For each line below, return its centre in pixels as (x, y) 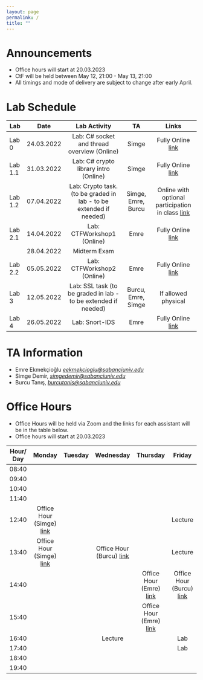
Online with (173, 190)
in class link (173, 213)
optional (174, 198)
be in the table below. (42, 430)
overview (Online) (93, 152)
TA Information (45, 353)
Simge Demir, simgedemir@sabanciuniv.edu (70, 376)
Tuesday (76, 455)
